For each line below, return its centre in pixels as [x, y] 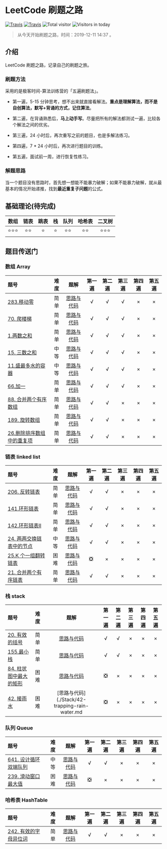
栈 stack [15, 596]
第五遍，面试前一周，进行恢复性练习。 [51, 157]
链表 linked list [23, 457]
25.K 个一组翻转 [27, 556]
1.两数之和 [20, 335]
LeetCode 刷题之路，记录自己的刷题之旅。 [48, 65]
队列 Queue [19, 728]
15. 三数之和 [22, 352]
